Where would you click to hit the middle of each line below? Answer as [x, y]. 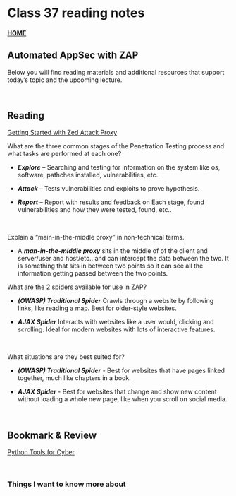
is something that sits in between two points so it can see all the [110, 266]
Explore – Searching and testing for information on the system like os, [119, 167]
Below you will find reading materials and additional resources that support [116, 72]
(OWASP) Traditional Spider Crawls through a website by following [116, 301]
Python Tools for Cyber [41, 452]
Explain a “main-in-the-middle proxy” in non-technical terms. [96, 237]
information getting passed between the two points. [92, 273]
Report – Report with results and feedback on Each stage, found [111, 202]
